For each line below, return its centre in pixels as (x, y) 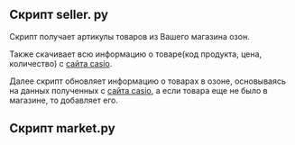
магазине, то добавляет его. (64, 100)
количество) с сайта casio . (61, 63)
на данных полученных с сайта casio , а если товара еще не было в (138, 90)
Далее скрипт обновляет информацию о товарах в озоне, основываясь (148, 81)
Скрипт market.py (62, 128)
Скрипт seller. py (59, 15)
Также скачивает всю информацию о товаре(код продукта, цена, (136, 54)
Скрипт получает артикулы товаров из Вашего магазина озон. (129, 36)
